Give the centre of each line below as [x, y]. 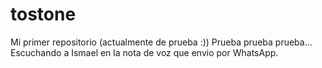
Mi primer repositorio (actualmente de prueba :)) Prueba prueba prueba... [161, 42]
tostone [43, 14]
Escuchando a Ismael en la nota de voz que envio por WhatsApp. [144, 52]
